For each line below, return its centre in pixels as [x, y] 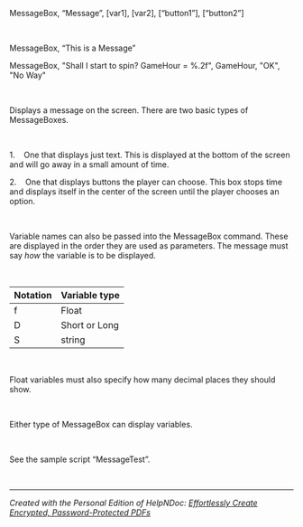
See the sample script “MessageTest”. [80, 459]
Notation [33, 296]
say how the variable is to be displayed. [83, 256]
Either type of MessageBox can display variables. [101, 425]
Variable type [90, 296]
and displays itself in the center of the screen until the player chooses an [144, 192]
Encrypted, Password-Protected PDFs [80, 513]
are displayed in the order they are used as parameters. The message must [149, 246]
